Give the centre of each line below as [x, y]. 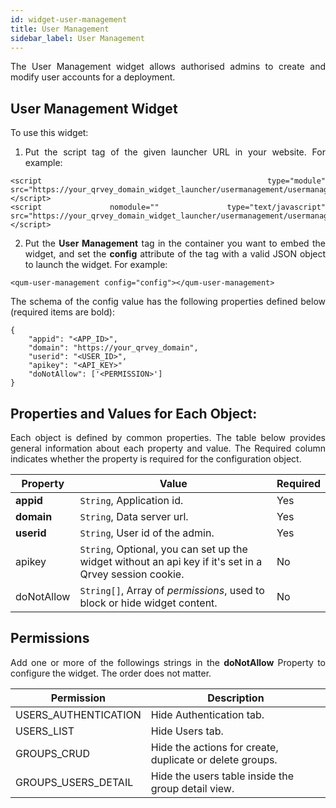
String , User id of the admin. [147, 533]
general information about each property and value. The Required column [168, 448]
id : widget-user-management [69, 19]
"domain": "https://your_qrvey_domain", [113, 348]
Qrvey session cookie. [132, 574]
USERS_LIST [45, 731]
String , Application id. [131, 500]
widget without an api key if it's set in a [171, 561]
